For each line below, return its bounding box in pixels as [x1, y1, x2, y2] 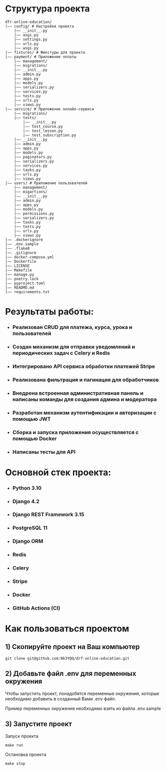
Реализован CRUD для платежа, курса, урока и [12, 324, 133, 331]
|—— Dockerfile [5, 259, 37, 264]
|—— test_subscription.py [23, 132, 77, 137]
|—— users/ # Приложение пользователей [5, 180, 88, 186]
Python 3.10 [12, 484, 42, 491]
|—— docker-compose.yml [5, 254, 55, 259]
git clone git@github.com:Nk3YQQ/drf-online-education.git [5, 656, 130, 661]
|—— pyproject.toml [5, 281, 46, 286]
